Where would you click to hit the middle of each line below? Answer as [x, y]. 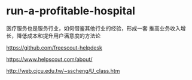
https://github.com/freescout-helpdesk [54, 47]
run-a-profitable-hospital [71, 11]
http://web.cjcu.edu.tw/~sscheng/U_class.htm [63, 70]
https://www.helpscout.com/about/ [49, 59]
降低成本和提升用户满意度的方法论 [58, 36]
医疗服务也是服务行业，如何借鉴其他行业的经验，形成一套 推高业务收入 [93, 28]
